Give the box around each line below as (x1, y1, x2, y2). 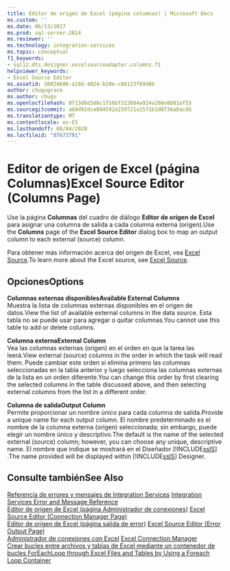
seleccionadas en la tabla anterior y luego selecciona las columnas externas (7, 366, 223, 374)
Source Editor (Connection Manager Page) (7, 512, 128, 520)
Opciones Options (7, 276, 84, 288)
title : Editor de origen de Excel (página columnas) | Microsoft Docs (7, 10, 214, 17)
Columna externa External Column (7, 336, 106, 345)
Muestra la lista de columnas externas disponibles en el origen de (7, 301, 193, 310)
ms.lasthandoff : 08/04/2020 (7, 125, 88, 132)
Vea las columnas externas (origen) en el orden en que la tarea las (7, 344, 194, 352)
